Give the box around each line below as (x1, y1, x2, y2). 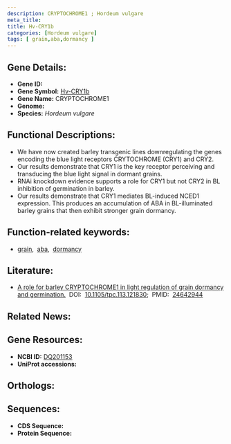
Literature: (7, 264, 54, 277)
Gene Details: (7, 62, 67, 73)
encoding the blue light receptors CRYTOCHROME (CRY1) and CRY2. (17, 155, 214, 163)
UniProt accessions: (17, 360, 77, 368)
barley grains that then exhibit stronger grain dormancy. (17, 206, 176, 214)
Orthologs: (7, 380, 55, 391)
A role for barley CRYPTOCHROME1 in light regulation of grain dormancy (17, 283, 224, 291)
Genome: (17, 102, 45, 110)
